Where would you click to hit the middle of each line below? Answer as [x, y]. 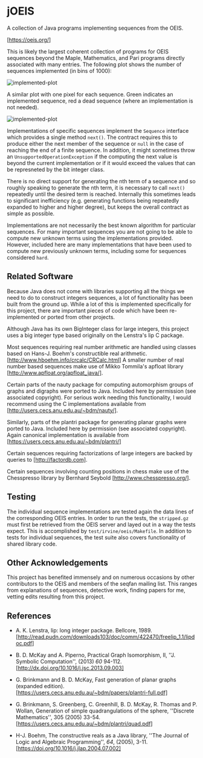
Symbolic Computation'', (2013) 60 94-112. [69, 662]
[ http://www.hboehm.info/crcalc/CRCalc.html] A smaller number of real [95, 360]
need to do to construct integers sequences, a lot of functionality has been [100, 297]
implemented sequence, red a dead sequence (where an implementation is [100, 101]
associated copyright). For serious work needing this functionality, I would [99, 397]
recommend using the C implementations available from [76, 404]
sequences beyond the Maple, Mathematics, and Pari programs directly [96, 58]
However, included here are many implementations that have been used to [99, 245]
